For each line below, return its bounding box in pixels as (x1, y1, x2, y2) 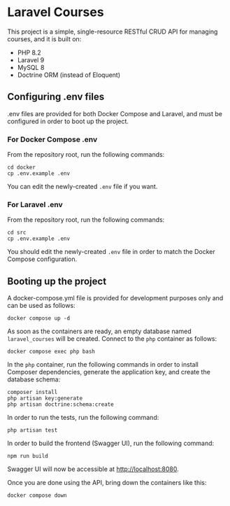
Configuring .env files (7, 91, 105, 103)
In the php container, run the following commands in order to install (7, 360, 199, 369)
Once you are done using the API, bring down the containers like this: (7, 479, 207, 487)
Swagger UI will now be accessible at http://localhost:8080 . (7, 465, 180, 473)
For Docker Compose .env (7, 134, 98, 144)
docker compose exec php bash (7, 348, 96, 356)
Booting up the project (7, 275, 107, 287)
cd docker (7, 164, 36, 171)
